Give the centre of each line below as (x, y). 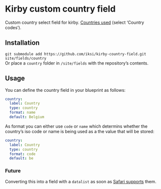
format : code (23, 154)
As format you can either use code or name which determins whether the (76, 126)
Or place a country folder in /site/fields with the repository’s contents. (77, 63)
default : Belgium (27, 117)
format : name (23, 113)
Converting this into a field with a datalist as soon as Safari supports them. (81, 181)
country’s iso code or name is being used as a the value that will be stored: (80, 131)
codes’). (13, 27)
